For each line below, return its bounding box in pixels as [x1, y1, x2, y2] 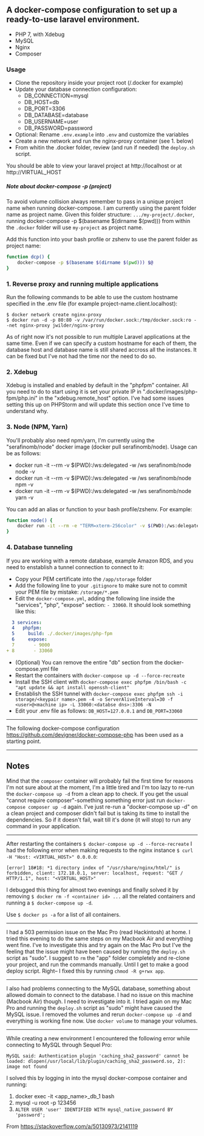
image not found [6, 1063, 47, 1070]
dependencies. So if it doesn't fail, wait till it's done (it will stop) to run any [6, 816, 191, 823]
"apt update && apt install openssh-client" [15, 684, 130, 690]
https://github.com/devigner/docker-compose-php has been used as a [6, 731, 184, 738]
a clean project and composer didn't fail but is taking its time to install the [6, 809, 189, 817]
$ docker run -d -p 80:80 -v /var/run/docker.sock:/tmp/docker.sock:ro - [6, 317, 197, 323]
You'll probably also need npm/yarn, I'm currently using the [6, 436, 155, 444]
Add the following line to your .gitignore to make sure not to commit [15, 581, 188, 589]
